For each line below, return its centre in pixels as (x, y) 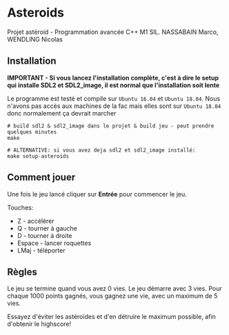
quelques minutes (32, 132)
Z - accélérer (36, 221)
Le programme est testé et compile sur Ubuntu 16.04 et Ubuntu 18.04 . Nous (114, 98)
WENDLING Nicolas (35, 39)
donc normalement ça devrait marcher (62, 113)
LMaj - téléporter (41, 250)
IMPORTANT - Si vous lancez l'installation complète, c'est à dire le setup (113, 78)
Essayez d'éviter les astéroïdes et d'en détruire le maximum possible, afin (111, 317)
